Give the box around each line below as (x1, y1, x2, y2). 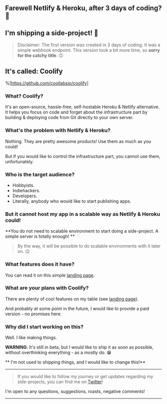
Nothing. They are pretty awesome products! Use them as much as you (5, 138, 152, 144)
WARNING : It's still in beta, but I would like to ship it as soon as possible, (5, 344, 154, 350)
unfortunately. (5, 158, 34, 164)
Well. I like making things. (5, 335, 57, 341)
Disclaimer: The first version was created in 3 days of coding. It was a (17, 42, 161, 48)
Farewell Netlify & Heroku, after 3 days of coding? (5, 4, 162, 12)
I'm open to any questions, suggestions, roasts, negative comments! (5, 389, 145, 395)
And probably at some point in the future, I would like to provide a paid (5, 305, 150, 311)
